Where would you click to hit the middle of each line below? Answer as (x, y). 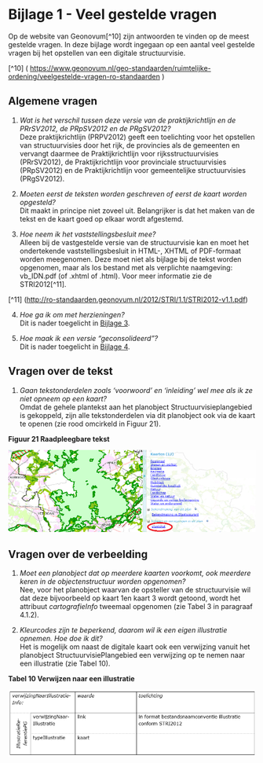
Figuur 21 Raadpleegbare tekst (59, 438)
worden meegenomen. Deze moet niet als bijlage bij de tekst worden (130, 259)
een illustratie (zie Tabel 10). (65, 664)
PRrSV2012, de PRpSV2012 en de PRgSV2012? (95, 128)
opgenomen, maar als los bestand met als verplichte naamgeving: (126, 267)
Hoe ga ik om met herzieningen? (72, 314)
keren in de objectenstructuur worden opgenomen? (102, 581)
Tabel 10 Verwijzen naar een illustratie (71, 679)
